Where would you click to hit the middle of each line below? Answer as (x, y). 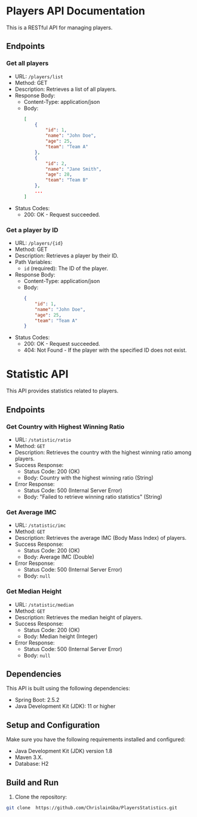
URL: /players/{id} (39, 243)
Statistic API (37, 374)
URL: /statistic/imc (40, 525)
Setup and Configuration (53, 725)
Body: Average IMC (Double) (59, 557)
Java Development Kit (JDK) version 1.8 (64, 751)
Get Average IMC (31, 512)
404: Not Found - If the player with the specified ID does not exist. (105, 350)
